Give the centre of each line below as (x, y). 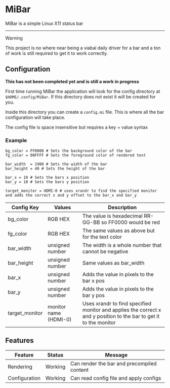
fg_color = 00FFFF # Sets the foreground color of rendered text (75, 155)
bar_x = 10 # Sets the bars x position (47, 178)
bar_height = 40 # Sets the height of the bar (55, 169)
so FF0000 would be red (131, 222)
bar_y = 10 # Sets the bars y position (47, 182)
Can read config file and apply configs (116, 378)
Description (122, 208)
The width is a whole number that (122, 245)
